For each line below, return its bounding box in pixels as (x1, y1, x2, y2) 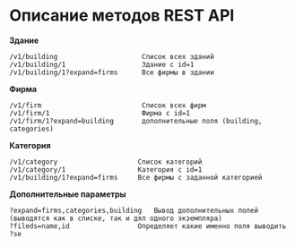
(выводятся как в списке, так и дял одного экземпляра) (9, 214, 222, 223)
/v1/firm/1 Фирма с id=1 (9, 108, 191, 117)
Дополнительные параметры (9, 189, 127, 199)
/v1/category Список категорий (9, 157, 203, 166)
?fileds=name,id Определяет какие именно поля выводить (9, 221, 287, 231)
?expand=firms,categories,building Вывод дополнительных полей (9, 206, 258, 215)
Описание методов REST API (9, 5, 235, 26)
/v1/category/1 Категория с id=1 (9, 165, 203, 174)
